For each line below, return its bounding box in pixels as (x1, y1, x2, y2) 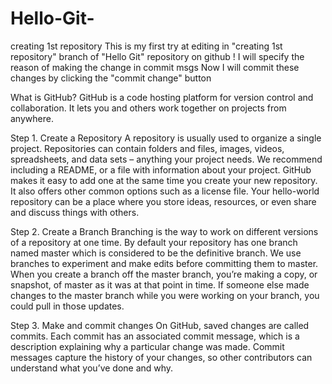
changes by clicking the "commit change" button (10, 72, 212, 84)
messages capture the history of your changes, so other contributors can (10, 351, 313, 363)
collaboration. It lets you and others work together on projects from (10, 102, 287, 114)
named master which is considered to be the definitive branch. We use (10, 247, 302, 259)
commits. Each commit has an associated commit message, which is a (10, 330, 300, 342)
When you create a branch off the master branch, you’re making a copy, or (10, 268, 318, 280)
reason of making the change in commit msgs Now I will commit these (10, 61, 300, 73)
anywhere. (10, 112, 54, 124)
